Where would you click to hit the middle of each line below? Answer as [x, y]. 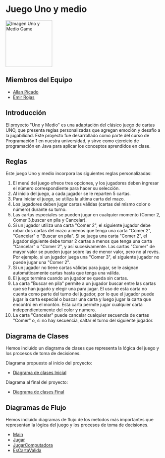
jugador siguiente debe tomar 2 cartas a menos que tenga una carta [82, 241]
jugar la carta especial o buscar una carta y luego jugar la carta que [82, 299]
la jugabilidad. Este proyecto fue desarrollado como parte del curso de [78, 135]
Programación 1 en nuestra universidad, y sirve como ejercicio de [72, 141]
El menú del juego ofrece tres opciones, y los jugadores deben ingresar [86, 183]
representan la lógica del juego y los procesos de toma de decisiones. [77, 425]
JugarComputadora [33, 445]
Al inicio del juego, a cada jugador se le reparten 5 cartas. [72, 194]
